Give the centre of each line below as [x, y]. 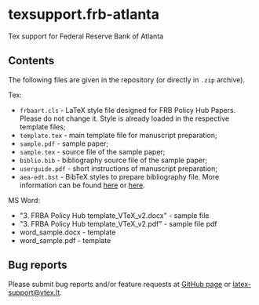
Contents [31, 61]
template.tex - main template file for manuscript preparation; [118, 135]
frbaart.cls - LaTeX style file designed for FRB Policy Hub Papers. [128, 110]
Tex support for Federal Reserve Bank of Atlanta [86, 36]
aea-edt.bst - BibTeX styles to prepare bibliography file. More [119, 176]
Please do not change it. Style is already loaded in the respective [124, 118]
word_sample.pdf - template [65, 240]
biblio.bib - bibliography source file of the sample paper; [113, 160]
